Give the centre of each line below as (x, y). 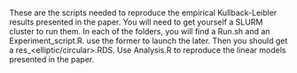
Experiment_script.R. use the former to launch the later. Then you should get (148, 40)
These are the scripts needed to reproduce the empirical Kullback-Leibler (143, 13)
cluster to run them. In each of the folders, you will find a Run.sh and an (140, 31)
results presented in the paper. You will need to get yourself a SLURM (136, 22)
